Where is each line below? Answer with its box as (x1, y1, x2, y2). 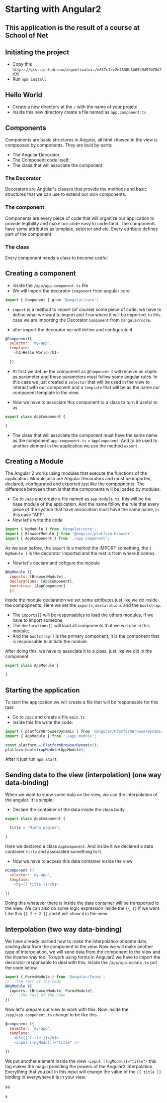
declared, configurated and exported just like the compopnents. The (5, 481, 145, 487)
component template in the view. (12, 390, 80, 396)
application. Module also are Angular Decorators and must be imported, (5, 476, 152, 482)
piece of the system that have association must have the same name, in (12, 507, 159, 513)
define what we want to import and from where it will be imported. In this (12, 311, 161, 317)
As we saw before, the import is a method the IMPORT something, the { (5, 545, 152, 551)
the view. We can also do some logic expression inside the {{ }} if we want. (5, 905, 161, 911)
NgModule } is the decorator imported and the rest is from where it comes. (5, 551, 156, 556)
